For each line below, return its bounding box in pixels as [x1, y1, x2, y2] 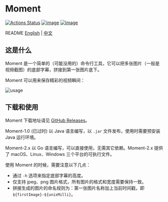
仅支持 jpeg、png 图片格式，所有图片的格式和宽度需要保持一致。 [12, 178, 146, 184]
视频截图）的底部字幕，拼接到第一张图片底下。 [5, 66, 102, 73]
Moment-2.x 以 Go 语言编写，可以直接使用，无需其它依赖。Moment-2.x [5, 145, 153, 151]
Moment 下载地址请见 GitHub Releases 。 [5, 117, 90, 123]
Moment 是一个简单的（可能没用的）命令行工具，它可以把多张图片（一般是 [5, 60, 160, 66]
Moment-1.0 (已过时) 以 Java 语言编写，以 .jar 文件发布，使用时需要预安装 [5, 128, 160, 134]
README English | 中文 [5, 30, 53, 36]
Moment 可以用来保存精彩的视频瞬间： [5, 77, 85, 83]
